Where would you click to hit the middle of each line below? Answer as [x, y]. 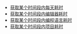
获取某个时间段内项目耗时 [36, 26]
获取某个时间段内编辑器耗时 [39, 14]
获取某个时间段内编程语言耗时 [41, 20]
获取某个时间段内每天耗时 [36, 7]
